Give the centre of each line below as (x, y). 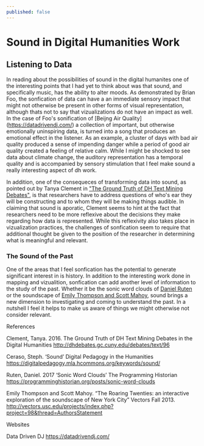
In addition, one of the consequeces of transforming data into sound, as (97, 182)
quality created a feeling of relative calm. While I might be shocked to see (98, 151)
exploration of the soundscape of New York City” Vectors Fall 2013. (91, 400)
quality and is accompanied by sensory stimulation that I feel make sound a (101, 164)
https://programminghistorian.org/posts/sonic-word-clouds (81, 381)
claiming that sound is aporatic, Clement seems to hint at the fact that (93, 207)
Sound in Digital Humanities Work (93, 42)
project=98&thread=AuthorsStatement (55, 412)
